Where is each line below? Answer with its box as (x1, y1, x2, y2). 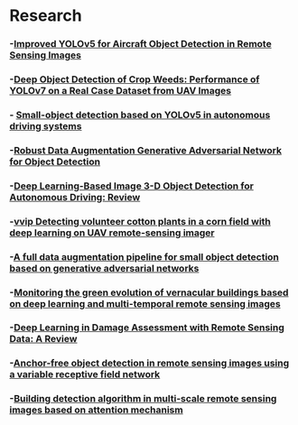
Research (9, 5, 83, 26)
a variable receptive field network (9, 368, 161, 381)
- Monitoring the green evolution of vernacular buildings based (9, 286, 289, 299)
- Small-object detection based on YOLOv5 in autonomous (9, 108, 271, 121)
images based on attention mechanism (9, 403, 183, 416)
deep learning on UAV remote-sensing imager (9, 226, 215, 239)
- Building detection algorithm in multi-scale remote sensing (9, 393, 277, 405)
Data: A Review (9, 333, 78, 346)
